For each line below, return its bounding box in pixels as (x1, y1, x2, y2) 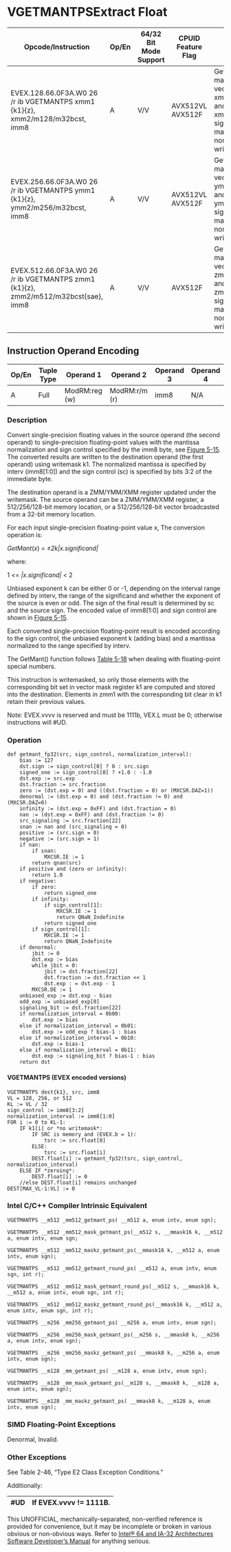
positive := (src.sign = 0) (19, 829, 100, 836)
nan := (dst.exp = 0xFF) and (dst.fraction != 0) (19, 812, 165, 818)
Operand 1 (65, 370, 102, 379)
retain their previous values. (7, 698, 86, 706)
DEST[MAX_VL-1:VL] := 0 (7, 1185, 76, 1192)
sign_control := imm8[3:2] (7, 1107, 85, 1113)
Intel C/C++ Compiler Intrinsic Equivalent (7, 1201, 148, 1211)
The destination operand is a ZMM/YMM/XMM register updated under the (7, 488, 217, 496)
